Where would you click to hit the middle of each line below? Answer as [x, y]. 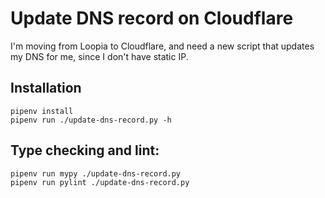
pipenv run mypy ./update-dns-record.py [96, 173]
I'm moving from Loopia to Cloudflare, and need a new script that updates [162, 46]
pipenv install [42, 111]
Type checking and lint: [85, 150]
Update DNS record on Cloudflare [152, 18]
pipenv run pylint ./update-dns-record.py [100, 182]
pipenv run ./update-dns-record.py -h [91, 120]
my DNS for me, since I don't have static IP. [99, 56]
